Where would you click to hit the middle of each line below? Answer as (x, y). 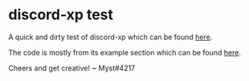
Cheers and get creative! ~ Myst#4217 (72, 68)
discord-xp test (61, 15)
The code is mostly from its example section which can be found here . (124, 52)
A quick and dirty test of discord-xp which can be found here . (110, 37)
